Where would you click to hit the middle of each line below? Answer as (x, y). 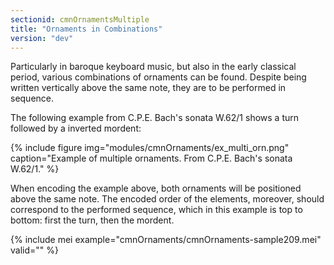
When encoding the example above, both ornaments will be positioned (156, 188)
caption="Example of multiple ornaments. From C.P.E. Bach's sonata (151, 158)
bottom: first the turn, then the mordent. (92, 220)
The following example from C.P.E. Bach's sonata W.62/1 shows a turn (155, 118)
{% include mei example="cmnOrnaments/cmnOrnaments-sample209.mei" (166, 240)
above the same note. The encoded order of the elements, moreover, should (167, 199)
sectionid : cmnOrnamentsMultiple (80, 19)
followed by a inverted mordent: (76, 128)
